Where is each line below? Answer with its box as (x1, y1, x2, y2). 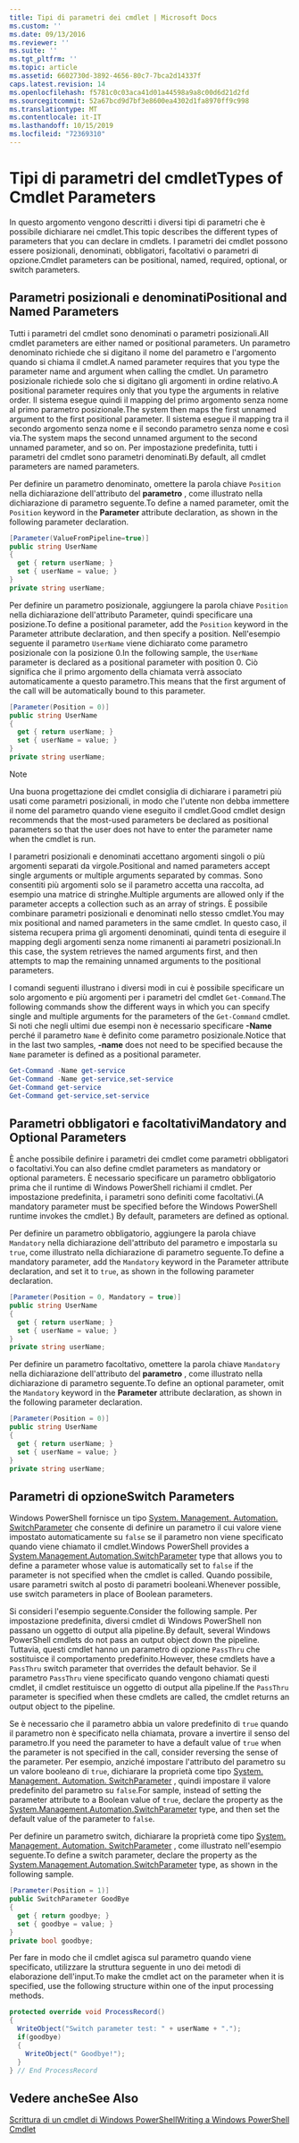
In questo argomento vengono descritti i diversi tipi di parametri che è (9, 217, 266, 227)
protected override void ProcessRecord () (9, 2008, 166, 2017)
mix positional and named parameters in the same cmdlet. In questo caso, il (9, 917, 287, 928)
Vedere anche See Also (9, 2090, 139, 2105)
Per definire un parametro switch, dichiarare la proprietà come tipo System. (9, 1831, 287, 1841)
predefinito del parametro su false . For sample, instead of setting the (9, 1785, 262, 1796)
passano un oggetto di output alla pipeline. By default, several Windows (9, 1625, 270, 1636)
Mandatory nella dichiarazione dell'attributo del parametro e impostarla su (9, 1237, 278, 1248)
